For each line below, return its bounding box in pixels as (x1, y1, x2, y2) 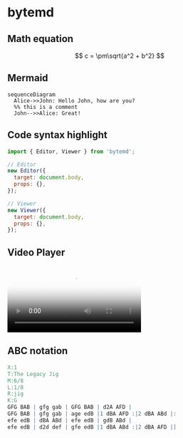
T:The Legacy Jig (7, 370, 59, 377)
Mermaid (7, 72, 48, 84)
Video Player (7, 246, 66, 259)
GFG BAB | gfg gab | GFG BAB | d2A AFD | (7, 404, 132, 411)
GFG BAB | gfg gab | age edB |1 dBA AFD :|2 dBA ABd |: (7, 410, 177, 417)
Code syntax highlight (7, 129, 108, 141)
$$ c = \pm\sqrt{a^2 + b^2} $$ (74, 51, 165, 60)
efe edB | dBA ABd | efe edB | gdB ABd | (7, 417, 132, 424)
